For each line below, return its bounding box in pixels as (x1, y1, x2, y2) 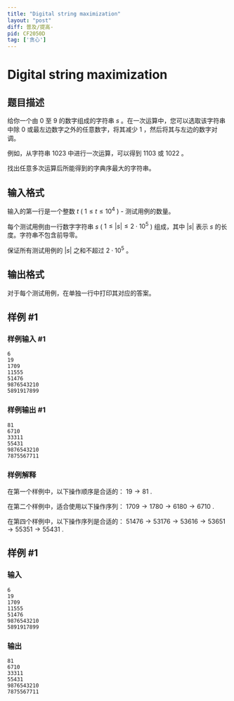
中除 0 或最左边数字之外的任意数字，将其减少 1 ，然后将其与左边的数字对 (7, 125, 218, 134)
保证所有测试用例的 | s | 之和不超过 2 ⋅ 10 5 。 (7, 245, 132, 254)
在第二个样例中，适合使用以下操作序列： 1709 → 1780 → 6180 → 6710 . (7, 503, 214, 510)
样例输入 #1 (7, 334, 46, 344)
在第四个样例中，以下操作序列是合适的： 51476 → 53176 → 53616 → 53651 (7, 517, 226, 525)
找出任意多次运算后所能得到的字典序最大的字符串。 (7, 164, 155, 172)
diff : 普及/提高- (7, 23, 54, 30)
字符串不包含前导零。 (19, 231, 82, 239)
